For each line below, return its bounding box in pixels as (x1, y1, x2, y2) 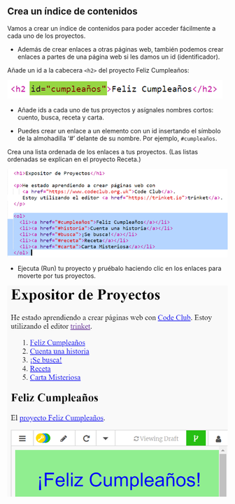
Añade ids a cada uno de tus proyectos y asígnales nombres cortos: (17, 105, 214, 114)
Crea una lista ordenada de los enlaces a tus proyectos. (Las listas (7, 147, 198, 156)
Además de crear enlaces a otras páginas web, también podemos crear (17, 45, 224, 53)
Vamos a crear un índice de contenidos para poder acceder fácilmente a (7, 24, 216, 32)
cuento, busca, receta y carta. (17, 113, 105, 121)
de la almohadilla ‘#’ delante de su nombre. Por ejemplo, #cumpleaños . (17, 134, 218, 142)
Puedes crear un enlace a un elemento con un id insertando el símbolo (17, 126, 222, 135)
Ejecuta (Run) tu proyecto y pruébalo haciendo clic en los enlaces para (17, 265, 222, 273)
